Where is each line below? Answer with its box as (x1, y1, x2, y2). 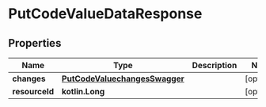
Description (192, 60, 237, 71)
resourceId (12, 86, 55, 97)
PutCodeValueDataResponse (8, 5, 203, 23)
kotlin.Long (62, 86, 105, 97)
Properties (8, 36, 62, 50)
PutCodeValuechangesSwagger (62, 73, 184, 84)
